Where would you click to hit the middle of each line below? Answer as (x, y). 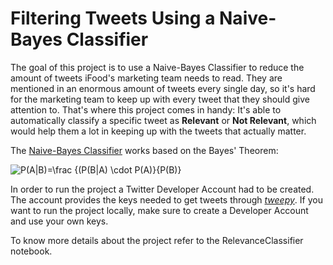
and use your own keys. (59, 221)
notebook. (31, 251)
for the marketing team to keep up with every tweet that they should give (160, 99)
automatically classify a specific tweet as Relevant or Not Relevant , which (163, 120)
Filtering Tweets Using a (113, 18)
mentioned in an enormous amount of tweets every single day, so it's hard (163, 88)
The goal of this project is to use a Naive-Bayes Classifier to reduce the (157, 67)
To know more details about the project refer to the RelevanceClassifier (157, 240)
